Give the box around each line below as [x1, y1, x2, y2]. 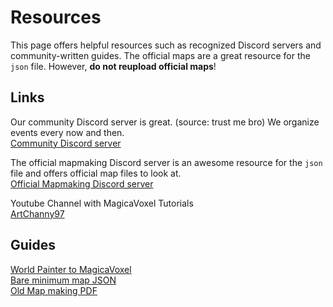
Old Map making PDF [10, 284, 98, 296]
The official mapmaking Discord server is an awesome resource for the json [10, 156, 323, 168]
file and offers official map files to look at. [10, 167, 182, 179]
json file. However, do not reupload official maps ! [10, 60, 217, 72]
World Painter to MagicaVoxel [10, 263, 132, 275]
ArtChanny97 [10, 207, 65, 220]
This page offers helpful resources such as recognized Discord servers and [10, 39, 322, 51]
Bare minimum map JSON [10, 274, 117, 286]
